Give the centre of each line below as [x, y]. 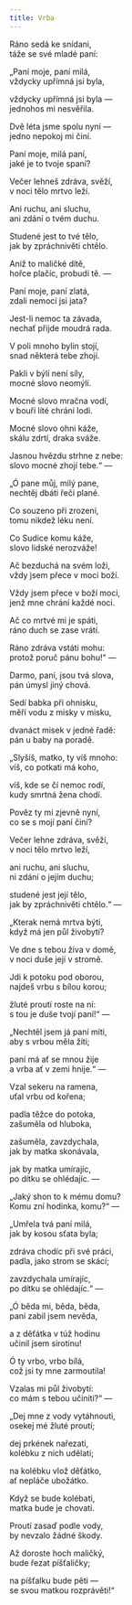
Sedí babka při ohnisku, [54, 702]
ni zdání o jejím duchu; [51, 877]
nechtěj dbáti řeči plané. [55, 492]
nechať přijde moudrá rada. [61, 328]
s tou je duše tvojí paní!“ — [60, 1014]
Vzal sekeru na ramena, [54, 1086]
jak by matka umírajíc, [51, 1169]
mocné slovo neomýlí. [51, 383]
